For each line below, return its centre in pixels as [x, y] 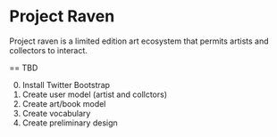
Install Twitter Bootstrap [66, 85]
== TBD [24, 68]
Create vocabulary [56, 113]
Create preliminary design [70, 123]
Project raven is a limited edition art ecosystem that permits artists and [139, 41]
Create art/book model [64, 103]
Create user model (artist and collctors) [95, 94]
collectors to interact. [48, 50]
